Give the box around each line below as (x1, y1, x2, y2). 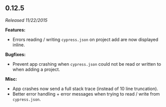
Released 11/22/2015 (5, 17, 47, 23)
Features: (5, 27, 26, 33)
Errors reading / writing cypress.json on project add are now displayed (12, 36, 158, 42)
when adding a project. (12, 66, 60, 72)
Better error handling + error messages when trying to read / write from (12, 91, 160, 97)
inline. (12, 42, 25, 48)
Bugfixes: (5, 51, 26, 57)
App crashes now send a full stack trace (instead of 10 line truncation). (12, 86, 158, 92)
